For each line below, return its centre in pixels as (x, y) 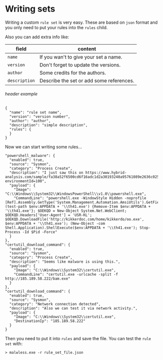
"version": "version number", (40, 117)
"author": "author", (30, 121)
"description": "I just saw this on (46, 173)
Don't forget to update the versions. (80, 65)
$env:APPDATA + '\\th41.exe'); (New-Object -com (55, 224)
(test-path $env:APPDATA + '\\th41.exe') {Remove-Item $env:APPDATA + (78, 207)
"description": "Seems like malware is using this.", (65, 262)
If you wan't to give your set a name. (81, 57)
